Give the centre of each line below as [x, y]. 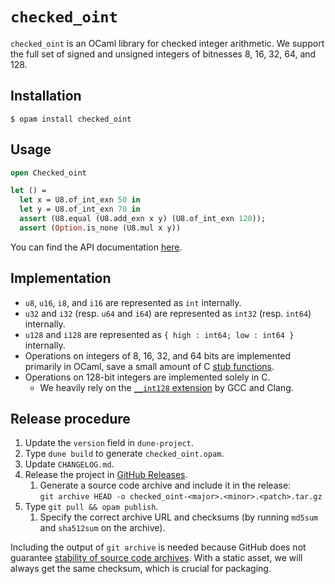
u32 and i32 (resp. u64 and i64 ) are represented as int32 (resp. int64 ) [168, 313]
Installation [46, 96]
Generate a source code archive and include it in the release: [165, 485]
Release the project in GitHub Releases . [106, 475]
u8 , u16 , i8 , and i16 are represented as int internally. [133, 302]
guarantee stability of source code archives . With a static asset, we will [156, 558]
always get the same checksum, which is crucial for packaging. [141, 569]
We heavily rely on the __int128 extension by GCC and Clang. [166, 387]
